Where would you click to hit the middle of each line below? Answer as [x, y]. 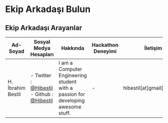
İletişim [153, 48]
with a [65, 88]
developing [71, 100]
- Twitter [41, 75]
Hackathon [105, 45]
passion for [71, 94]
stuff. [64, 113]
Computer [70, 69]
